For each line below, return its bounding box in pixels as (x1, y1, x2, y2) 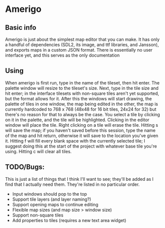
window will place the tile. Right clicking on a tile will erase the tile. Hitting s (5, 122, 158, 128)
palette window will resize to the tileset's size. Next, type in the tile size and (5, 85, 159, 91)
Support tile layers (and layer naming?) (12, 196, 91, 202)
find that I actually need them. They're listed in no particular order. (5, 181, 140, 187)
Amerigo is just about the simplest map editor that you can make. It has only (5, 36, 160, 42)
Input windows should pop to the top (12, 191, 87, 197)
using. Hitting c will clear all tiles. (5, 148, 72, 154)
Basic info (5, 23, 37, 32)
